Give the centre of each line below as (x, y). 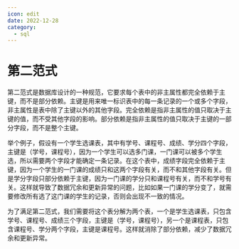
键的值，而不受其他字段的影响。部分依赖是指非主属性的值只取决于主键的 (113, 119)
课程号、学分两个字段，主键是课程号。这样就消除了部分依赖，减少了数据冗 (122, 229)
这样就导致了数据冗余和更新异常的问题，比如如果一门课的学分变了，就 (122, 187)
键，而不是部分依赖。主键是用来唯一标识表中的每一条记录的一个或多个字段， (119, 101)
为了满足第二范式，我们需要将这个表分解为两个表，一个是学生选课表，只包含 (119, 211)
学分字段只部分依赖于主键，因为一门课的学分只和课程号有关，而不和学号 (119, 179)
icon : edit (23, 14)
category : (22, 27)
